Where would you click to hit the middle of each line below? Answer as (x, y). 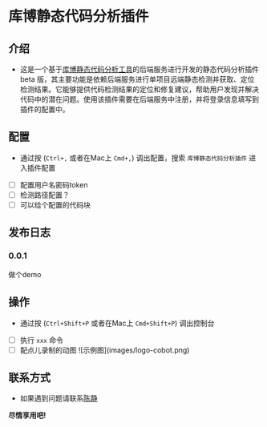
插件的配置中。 (44, 109)
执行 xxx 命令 (42, 340)
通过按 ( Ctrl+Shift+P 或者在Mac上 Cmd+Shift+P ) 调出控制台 (117, 323)
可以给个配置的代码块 (55, 204)
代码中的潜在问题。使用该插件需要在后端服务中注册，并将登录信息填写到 (139, 99)
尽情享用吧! (27, 415)
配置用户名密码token (54, 184)
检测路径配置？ (44, 195)
